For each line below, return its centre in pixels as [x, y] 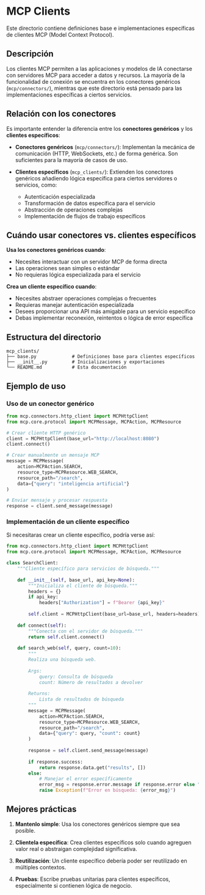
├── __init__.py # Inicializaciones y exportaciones [86, 362]
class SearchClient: [33, 563]
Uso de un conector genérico [50, 403]
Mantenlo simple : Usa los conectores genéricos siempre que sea [97, 824]
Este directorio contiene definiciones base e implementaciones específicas [101, 28]
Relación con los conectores [61, 114]
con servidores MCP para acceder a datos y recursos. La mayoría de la [95, 75]
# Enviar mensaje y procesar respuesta [57, 500]
